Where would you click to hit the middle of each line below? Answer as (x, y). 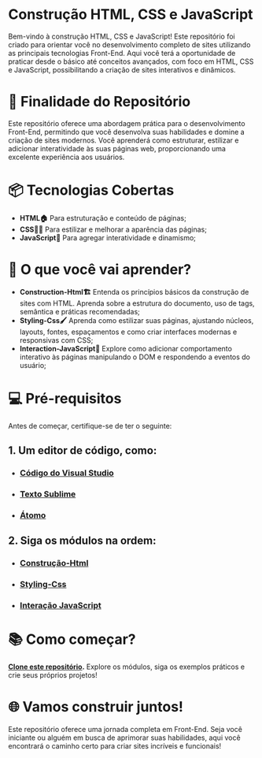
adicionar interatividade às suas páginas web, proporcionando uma (117, 148)
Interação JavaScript (61, 606)
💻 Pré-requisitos (65, 398)
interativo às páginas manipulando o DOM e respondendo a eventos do (135, 357)
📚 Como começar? (72, 639)
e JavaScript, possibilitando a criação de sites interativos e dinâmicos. (122, 69)
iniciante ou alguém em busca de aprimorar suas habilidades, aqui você (125, 738)
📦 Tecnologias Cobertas (91, 190)
